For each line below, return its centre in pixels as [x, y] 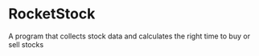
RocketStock [52, 14]
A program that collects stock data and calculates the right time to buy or [129, 36]
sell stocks [26, 44]
